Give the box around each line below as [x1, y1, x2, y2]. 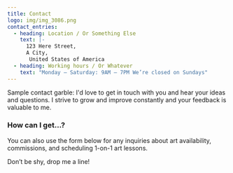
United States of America [29, 56, 105, 63]
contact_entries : [7, 23, 58, 30]
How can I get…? [7, 120, 65, 130]
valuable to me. [7, 103, 52, 111]
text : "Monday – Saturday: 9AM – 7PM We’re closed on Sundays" [20, 69, 209, 76]
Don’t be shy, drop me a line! [7, 157, 90, 165]
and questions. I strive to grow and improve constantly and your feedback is [7, 95, 227, 104]
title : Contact [7, 10, 52, 18]
